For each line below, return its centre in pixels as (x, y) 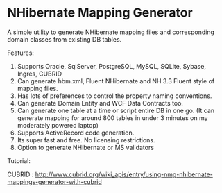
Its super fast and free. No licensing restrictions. (86, 140)
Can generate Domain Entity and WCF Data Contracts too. (100, 103)
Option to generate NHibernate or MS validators (86, 147)
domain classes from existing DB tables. (65, 39)
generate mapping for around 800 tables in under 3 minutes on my (112, 118)
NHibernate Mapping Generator (100, 13)
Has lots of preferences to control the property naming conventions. (114, 96)
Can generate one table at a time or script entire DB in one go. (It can (116, 110)
